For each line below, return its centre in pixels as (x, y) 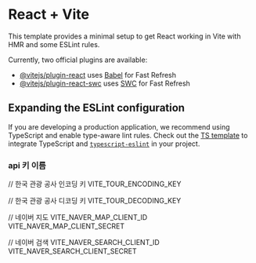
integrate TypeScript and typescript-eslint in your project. (104, 144)
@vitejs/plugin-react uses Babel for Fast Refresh (98, 75)
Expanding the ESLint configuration (97, 108)
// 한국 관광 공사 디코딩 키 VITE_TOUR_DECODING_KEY (95, 201)
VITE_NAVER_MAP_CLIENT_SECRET (67, 226)
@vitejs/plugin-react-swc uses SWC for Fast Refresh (105, 83)
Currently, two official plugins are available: (78, 60)
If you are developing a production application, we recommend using (119, 126)
